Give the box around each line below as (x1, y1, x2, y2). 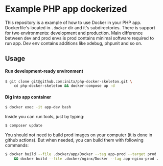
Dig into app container (5, 94, 51, 100)
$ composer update (5, 123, 43, 128)
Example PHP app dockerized (5, 3, 127, 15)
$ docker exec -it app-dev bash (5, 105, 71, 110)
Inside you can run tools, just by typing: (5, 114, 85, 120)
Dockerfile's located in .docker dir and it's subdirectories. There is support (5, 24, 156, 30)
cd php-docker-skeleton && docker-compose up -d (14, 83, 115, 88)
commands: (5, 143, 29, 148)
